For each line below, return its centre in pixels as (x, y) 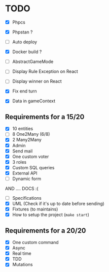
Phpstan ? (22, 32)
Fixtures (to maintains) (35, 209)
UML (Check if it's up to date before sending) (58, 204)
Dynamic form (27, 179)
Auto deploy (25, 42)
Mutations (22, 265)
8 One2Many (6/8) (31, 134)
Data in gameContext (34, 101)
